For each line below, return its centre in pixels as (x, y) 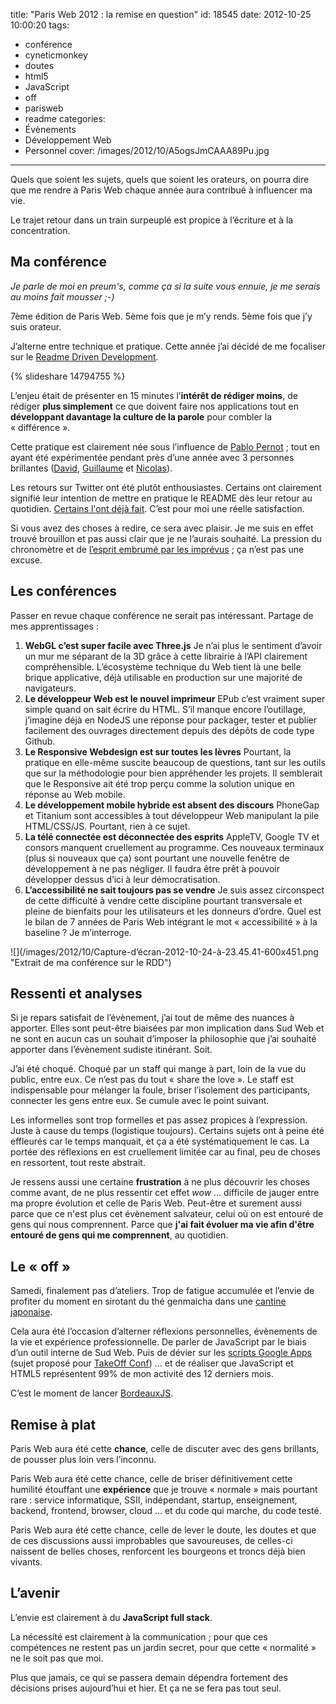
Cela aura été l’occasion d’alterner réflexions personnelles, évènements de (164, 1331)
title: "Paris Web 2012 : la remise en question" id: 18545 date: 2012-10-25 (161, 14)
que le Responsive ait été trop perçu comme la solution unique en (159, 783)
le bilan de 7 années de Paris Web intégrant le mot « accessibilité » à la (171, 921)
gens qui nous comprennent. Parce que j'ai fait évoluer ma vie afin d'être (162, 1225)
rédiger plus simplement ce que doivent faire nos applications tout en (155, 406)
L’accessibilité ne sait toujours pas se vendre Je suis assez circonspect (174, 890)
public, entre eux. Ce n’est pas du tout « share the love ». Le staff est (152, 1080)
